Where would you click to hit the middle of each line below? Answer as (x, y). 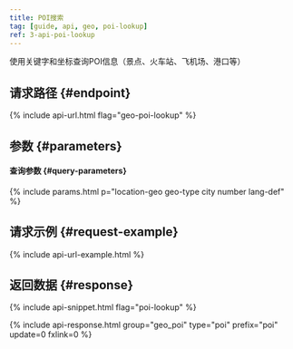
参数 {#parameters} (66, 146)
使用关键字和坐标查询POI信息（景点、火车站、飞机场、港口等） (127, 62)
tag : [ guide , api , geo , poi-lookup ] (78, 26)
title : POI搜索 (37, 18)
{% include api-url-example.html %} (77, 254)
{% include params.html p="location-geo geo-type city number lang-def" (147, 191)
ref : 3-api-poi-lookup (52, 34)
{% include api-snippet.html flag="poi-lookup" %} (103, 307)
